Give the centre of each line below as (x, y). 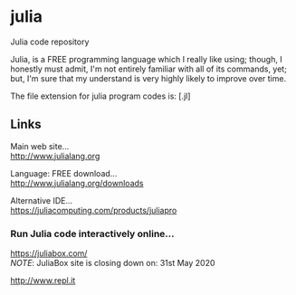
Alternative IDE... (42, 200)
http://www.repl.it (43, 281)
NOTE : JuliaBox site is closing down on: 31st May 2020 (113, 263)
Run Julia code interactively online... (92, 233)
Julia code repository (50, 42)
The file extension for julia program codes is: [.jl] (100, 96)
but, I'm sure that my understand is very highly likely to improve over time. (148, 78)
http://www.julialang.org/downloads (77, 183)
